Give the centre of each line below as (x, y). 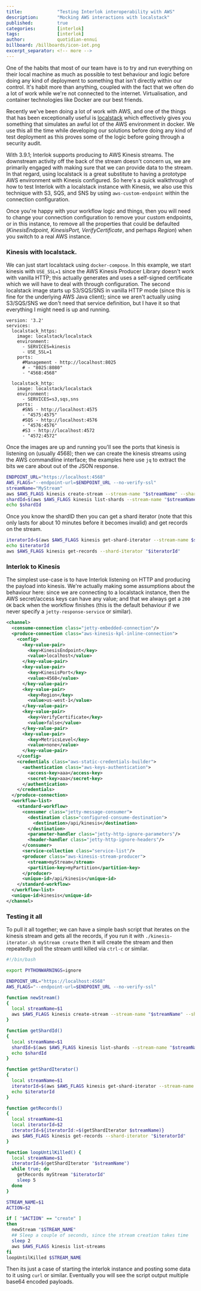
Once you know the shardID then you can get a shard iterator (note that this (99, 517)
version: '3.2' (25, 321)
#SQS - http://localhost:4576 (60, 420)
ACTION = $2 (19, 1208)
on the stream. (24, 529)
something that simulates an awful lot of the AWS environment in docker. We (100, 124)
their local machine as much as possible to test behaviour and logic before (98, 74)
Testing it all (25, 916)
